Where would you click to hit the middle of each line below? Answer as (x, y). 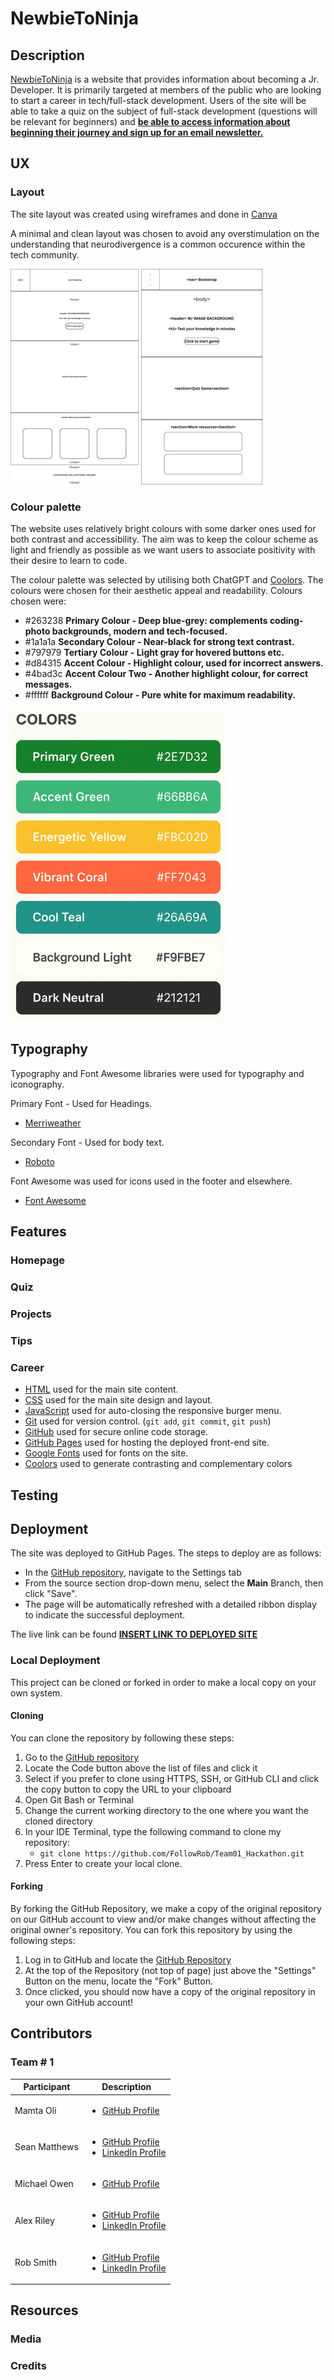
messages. (48, 684)
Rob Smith (36, 2263)
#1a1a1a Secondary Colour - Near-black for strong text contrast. (159, 641)
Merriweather (53, 1123)
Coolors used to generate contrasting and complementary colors (158, 1464)
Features (38, 1232)
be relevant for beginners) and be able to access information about (150, 121)
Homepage (37, 1260)
